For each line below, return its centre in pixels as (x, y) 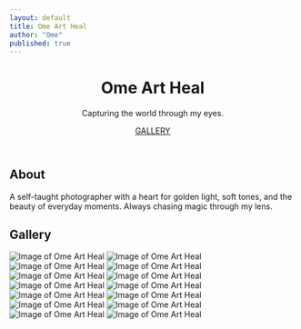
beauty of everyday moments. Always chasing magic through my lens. (141, 206)
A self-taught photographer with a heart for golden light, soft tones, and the (151, 196)
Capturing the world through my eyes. (153, 114)
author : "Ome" (36, 35)
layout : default (40, 18)
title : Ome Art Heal (49, 26)
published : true (40, 43)
